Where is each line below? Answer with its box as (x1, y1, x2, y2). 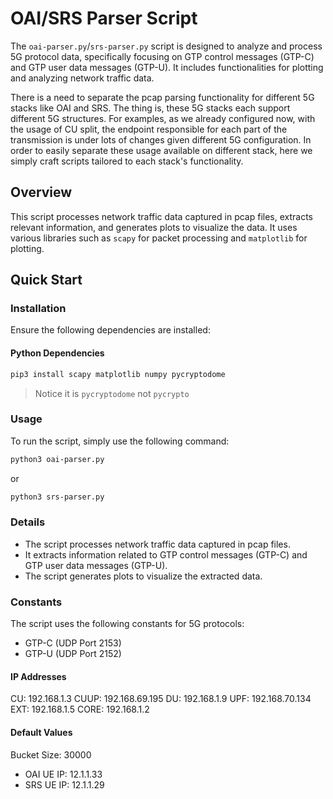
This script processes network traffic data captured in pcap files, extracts (10, 210, 314, 222)
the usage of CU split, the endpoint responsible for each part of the (10, 123, 288, 135)
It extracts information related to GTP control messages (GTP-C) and (24, 548, 308, 561)
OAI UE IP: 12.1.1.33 (24, 768, 103, 780)
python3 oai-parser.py (10, 454, 105, 464)
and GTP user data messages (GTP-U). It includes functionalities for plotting (10, 61, 324, 73)
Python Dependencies (10, 347, 105, 359)
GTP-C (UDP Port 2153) (24, 637, 122, 649)
